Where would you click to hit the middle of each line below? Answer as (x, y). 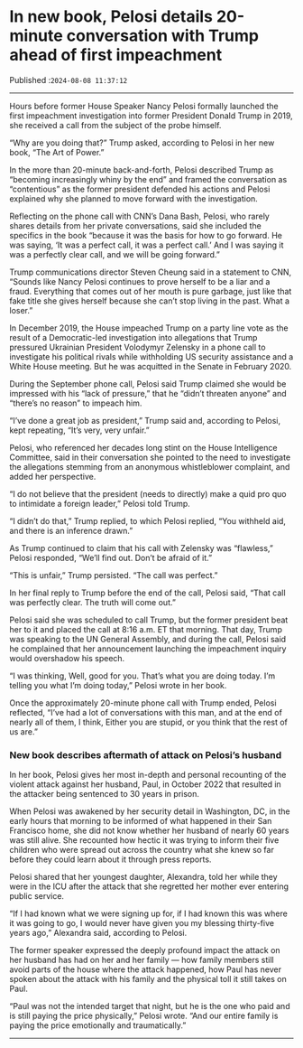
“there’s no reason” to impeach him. (76, 403)
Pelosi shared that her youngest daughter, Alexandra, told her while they (143, 877)
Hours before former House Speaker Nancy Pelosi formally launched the (144, 106)
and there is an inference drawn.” (71, 530)
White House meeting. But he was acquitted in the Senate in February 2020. (151, 366)
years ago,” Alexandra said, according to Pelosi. (98, 933)
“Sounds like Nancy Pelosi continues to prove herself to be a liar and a (140, 281)
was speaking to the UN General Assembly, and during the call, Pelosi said (148, 639)
